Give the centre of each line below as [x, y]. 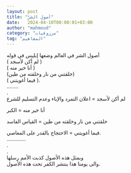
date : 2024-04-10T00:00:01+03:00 [50, 22]
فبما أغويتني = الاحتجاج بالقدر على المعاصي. [54, 133]
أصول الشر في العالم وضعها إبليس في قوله [53, 55]
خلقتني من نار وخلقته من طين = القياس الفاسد [57, 121]
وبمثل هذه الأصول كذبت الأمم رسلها [45, 158]
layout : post [22, 11]
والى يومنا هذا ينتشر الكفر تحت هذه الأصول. [54, 164]
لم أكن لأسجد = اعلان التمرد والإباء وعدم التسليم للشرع [66, 99]
